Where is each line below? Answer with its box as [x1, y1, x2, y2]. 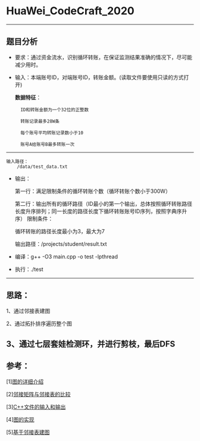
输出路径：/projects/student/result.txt [14, 240, 107, 248]
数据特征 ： [14, 93, 42, 101]
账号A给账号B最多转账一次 [20, 141, 75, 147]
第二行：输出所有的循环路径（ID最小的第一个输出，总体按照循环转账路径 [14, 200, 192, 207]
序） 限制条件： [14, 215, 54, 222]
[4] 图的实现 [6, 415, 35, 423]
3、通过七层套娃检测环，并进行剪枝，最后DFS [6, 339, 176, 349]
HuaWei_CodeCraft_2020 [6, 4, 135, 18]
